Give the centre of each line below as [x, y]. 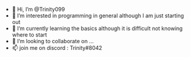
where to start [29, 35]
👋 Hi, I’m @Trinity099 [38, 9]
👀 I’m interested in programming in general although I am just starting [98, 16]
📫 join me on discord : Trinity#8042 [57, 48]
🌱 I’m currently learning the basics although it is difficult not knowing [97, 28]
